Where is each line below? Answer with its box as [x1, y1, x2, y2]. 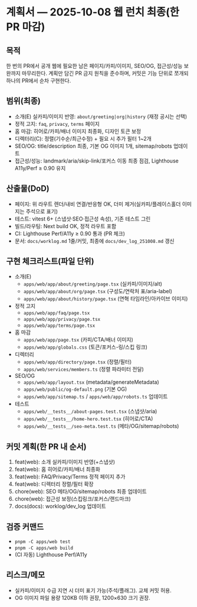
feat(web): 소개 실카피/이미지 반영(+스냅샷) [14, 459, 116, 466]
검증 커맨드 [6, 521, 44, 532]
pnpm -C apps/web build [14, 545, 74, 551]
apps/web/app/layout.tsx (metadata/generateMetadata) [23, 379, 159, 386]
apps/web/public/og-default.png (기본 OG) [23, 385, 127, 393]
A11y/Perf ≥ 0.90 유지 [14, 164, 66, 171]
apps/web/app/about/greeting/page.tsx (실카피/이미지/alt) [23, 280, 162, 287]
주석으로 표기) [25, 207, 58, 215]
